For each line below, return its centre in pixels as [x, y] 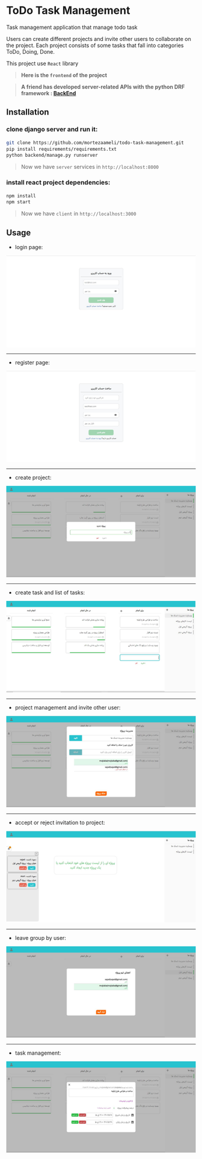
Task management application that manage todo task [72, 27]
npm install [21, 196]
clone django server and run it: [52, 129]
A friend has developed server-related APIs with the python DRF [103, 87]
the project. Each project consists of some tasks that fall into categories [95, 45]
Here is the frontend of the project [64, 75]
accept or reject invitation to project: [60, 822]
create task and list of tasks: [50, 592]
